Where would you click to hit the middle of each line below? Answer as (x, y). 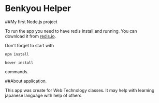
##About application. (26, 81)
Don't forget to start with (29, 45)
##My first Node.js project (31, 22)
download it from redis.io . (30, 36)
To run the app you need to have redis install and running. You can (71, 31)
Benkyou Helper (38, 8)
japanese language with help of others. (44, 95)
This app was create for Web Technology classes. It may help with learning (80, 90)
